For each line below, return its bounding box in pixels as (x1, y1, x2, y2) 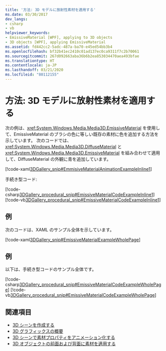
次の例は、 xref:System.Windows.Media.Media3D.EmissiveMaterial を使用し (5, 125, 161, 131)
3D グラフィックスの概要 (12, 328, 63, 334)
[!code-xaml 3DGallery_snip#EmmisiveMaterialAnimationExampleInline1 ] (5, 166, 152, 172)
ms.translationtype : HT (5, 58, 55, 63)
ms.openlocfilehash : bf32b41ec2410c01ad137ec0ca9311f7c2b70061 (5, 49, 140, 54)
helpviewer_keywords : (5, 30, 50, 35)
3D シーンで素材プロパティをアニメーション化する (12, 335, 116, 341)
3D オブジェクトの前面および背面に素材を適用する (12, 341, 116, 347)
